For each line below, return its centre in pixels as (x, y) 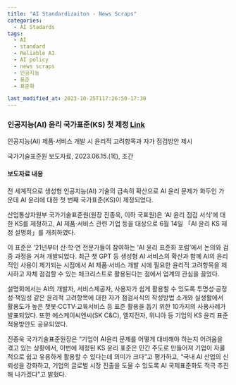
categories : (25, 20)
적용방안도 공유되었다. (38, 324)
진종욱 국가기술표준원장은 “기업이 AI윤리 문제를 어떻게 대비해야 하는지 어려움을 (115, 338)
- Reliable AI (34, 54)
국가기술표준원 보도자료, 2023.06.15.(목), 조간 (70, 157)
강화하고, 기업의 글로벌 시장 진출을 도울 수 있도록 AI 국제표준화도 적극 (121, 365)
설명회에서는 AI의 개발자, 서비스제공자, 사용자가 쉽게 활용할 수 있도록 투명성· (112, 288)
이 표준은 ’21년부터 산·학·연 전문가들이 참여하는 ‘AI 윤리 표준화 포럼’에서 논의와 (114, 247)
